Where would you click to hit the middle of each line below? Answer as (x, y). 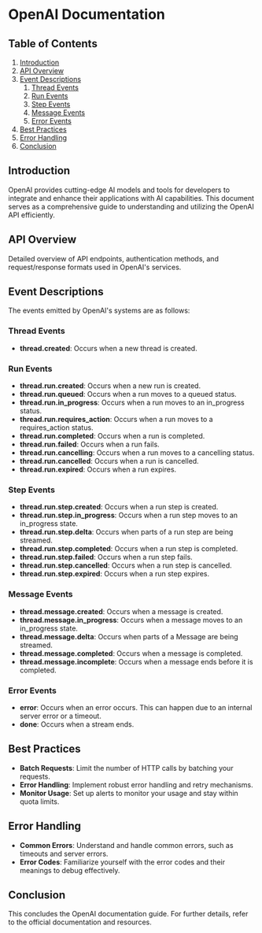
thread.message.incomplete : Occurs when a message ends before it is (136, 661)
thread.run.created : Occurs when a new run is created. (110, 386)
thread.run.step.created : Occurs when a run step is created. (119, 507)
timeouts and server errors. (64, 853)
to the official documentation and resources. (80, 922)
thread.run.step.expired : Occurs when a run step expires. (114, 574)
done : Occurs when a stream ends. (77, 724)
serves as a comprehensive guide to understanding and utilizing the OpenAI (131, 206)
